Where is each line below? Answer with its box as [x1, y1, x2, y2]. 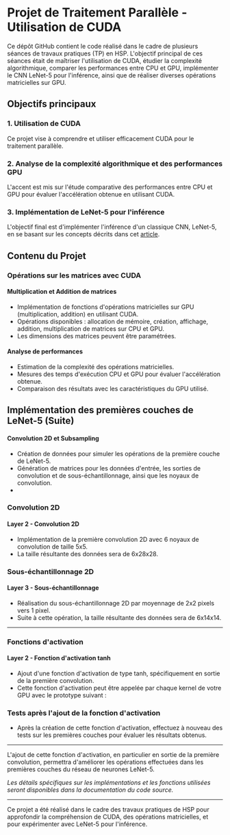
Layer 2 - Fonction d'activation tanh [7, 654, 111, 662]
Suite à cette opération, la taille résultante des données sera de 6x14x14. [16, 613, 222, 621]
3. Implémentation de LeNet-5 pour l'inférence [7, 207, 165, 216]
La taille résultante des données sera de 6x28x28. [16, 549, 159, 558]
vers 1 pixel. [16, 606, 51, 614]
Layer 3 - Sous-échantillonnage [7, 584, 99, 592]
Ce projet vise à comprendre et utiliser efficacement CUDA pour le [7, 134, 194, 142]
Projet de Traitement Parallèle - [7, 5, 188, 21]
